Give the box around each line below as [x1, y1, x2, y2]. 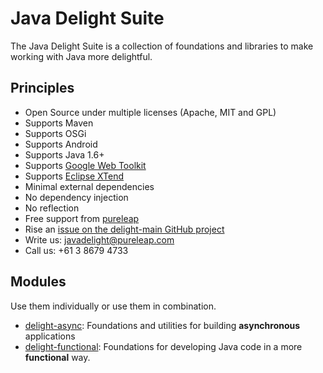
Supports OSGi [24, 127, 87, 139]
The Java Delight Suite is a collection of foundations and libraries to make [10, 40, 314, 52]
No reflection [24, 202, 80, 214]
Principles [10, 80, 75, 97]
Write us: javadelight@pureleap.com [24, 233, 175, 246]
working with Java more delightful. [10, 50, 153, 62]
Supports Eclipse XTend [24, 170, 125, 182]
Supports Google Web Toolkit [24, 159, 147, 171]
